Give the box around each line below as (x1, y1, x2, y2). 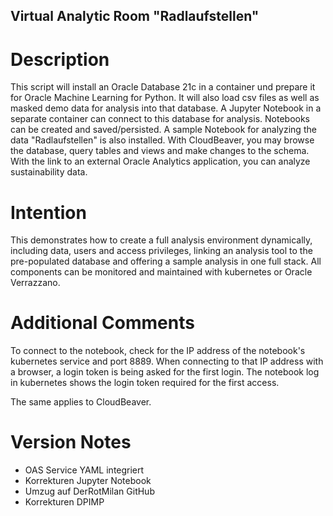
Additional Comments (10, 312, 195, 334)
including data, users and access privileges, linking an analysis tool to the (10, 245, 313, 257)
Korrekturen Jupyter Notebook (24, 475, 152, 487)
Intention (10, 201, 87, 224)
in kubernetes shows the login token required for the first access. (10, 377, 280, 389)
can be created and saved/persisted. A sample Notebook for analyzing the (10, 124, 317, 136)
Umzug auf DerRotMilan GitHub (24, 485, 155, 498)
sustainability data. (10, 166, 88, 178)
